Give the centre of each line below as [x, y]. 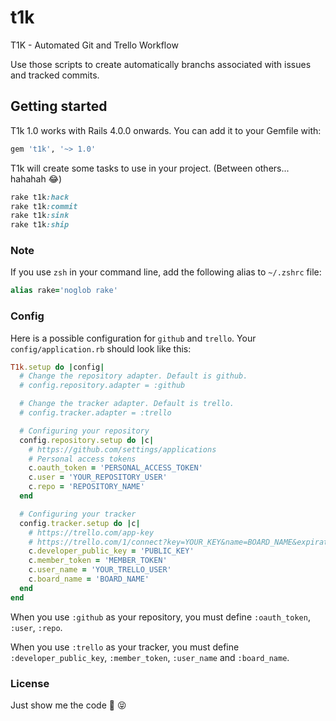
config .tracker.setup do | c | [80, 523]
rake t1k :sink [40, 216]
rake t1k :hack [40, 197]
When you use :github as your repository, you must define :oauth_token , [160, 617]
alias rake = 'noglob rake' [64, 291]
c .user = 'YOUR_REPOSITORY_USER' [98, 477]
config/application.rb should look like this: [101, 348]
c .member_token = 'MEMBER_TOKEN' [98, 561]
